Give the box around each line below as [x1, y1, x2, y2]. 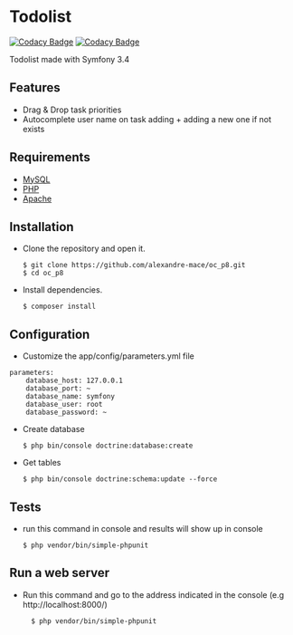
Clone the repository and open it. [22, 243, 146, 255]
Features [9, 80, 61, 96]
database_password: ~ [25, 408, 107, 418]
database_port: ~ [25, 384, 91, 393]
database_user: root [25, 400, 103, 409]
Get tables [22, 457, 61, 468]
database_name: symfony [25, 392, 116, 401]
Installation [9, 219, 74, 235]
